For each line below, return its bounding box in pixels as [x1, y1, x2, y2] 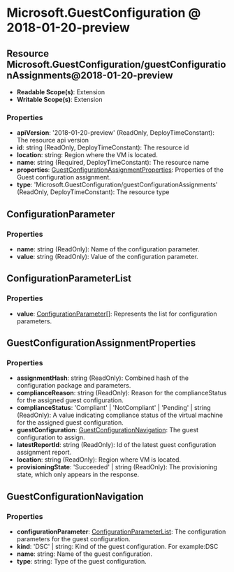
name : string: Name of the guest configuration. [16, 550, 153, 558]
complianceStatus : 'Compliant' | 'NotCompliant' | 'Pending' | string [16, 404, 211, 412]
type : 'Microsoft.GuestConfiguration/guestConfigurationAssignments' [16, 180, 218, 189]
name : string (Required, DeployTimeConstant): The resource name [16, 159, 210, 167]
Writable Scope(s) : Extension [16, 96, 103, 103]
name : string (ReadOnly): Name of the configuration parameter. [16, 244, 200, 253]
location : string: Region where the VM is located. [16, 151, 158, 159]
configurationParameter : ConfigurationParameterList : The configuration [16, 527, 226, 536]
